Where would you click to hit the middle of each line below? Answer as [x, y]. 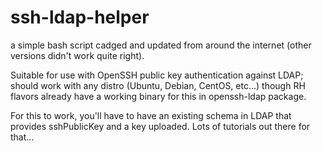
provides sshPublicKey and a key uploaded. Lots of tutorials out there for [160, 126]
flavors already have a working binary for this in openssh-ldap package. [158, 96]
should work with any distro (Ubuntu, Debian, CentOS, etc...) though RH [158, 85]
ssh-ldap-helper [80, 17]
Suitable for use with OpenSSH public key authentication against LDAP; [157, 75]
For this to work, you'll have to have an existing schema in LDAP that [151, 115]
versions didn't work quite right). [77, 55]
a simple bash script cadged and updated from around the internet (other [161, 45]
